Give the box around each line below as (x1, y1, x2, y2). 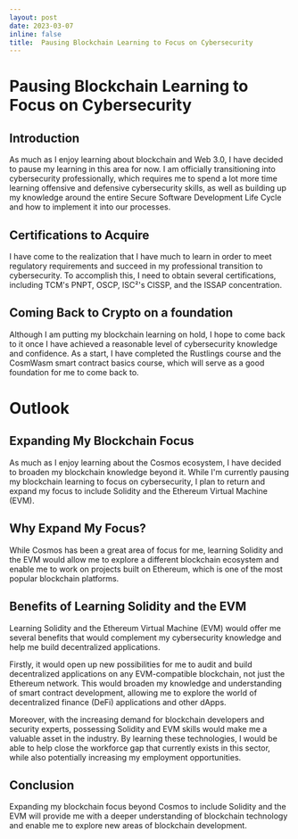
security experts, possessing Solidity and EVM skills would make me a (9, 723, 268, 734)
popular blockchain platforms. (9, 572, 120, 584)
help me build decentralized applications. (9, 641, 161, 652)
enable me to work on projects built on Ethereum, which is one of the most (9, 563, 284, 574)
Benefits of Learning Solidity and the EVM (9, 599, 247, 614)
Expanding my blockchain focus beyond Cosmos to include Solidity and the (9, 802, 287, 812)
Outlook (9, 399, 70, 419)
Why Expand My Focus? (9, 521, 146, 536)
